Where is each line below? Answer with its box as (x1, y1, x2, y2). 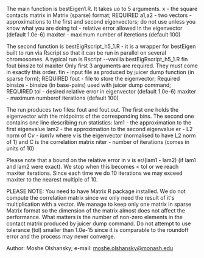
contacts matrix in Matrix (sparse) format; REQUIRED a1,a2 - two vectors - (6, 12, 192, 19)
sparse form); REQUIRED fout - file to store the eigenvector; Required (6, 75, 180, 82)
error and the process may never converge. (6, 233, 116, 240)
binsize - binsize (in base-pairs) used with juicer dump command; (6, 81, 172, 89)
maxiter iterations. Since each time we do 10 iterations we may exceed (6, 169, 183, 177)
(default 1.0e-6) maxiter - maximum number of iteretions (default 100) (6, 31, 181, 38)
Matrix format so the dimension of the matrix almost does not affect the (6, 207, 186, 214)
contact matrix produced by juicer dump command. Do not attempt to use (6, 220, 191, 227)
